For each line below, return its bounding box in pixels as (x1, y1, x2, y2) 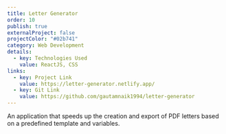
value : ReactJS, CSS (19, 61, 78, 68)
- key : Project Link (13, 74, 72, 81)
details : (7, 49, 32, 56)
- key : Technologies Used (13, 55, 88, 62)
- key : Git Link (13, 87, 60, 93)
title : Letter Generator (7, 10, 78, 17)
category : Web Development (7, 42, 84, 49)
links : (7, 67, 26, 74)
